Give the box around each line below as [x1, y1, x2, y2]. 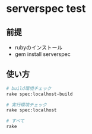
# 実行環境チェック [6, 102, 47, 108]
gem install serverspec [14, 51, 71, 58]
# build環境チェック [6, 85, 52, 91]
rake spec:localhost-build [6, 91, 73, 97]
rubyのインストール [14, 44, 63, 51]
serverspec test [6, 2, 86, 15]
